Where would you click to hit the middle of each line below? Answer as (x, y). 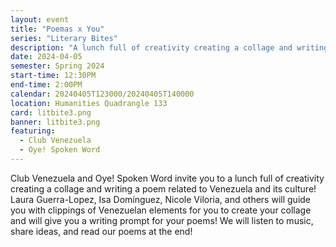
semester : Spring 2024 (57, 66)
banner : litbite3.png (55, 122)
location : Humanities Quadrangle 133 (89, 103)
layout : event (40, 19)
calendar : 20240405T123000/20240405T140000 (102, 94)
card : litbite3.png (51, 112)
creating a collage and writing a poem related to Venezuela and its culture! (163, 188)
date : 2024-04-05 (46, 57)
